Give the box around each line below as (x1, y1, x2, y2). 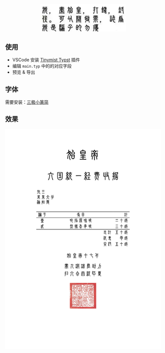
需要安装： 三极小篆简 (5, 99, 48, 105)
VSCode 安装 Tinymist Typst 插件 (12, 57, 81, 63)
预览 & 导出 (12, 69, 36, 75)
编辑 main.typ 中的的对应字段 (12, 63, 72, 69)
